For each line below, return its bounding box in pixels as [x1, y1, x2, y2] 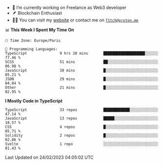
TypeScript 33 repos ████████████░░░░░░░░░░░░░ [5, 107, 159, 112]
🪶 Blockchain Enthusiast [12, 10, 62, 16]
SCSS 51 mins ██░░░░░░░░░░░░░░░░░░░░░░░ [5, 60, 159, 64]
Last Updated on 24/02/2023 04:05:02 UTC [5, 154, 94, 160]
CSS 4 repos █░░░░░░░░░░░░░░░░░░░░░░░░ [5, 124, 159, 129]
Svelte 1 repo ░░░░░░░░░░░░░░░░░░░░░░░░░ [5, 142, 159, 146]
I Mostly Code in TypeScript [5, 98, 62, 103]
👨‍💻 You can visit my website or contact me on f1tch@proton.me [12, 17, 139, 23]
